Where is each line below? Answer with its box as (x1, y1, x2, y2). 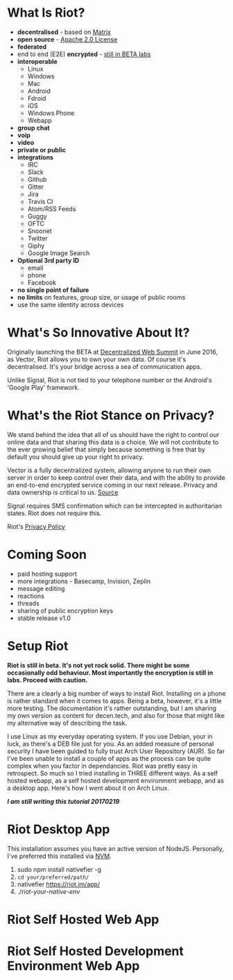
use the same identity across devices (17, 300, 124, 309)
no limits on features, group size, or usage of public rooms (17, 293, 186, 301)
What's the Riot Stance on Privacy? (7, 408, 215, 424)
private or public (17, 146, 67, 154)
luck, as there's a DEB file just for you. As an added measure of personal (7, 739, 214, 748)
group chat (17, 123, 50, 132)
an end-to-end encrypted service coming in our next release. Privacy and (7, 481, 218, 489)
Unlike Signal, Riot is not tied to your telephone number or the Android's (7, 376, 213, 384)
